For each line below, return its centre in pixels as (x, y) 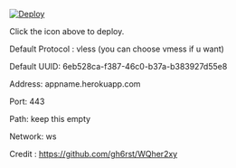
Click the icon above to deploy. (67, 31)
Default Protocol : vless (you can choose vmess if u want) (117, 49)
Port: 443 (27, 101)
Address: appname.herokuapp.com (75, 84)
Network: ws (33, 136)
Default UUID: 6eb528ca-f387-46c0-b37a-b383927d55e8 (118, 66)
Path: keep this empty (50, 119)
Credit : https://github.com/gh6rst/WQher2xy (94, 154)
